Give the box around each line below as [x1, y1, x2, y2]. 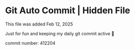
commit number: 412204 [5, 40, 56, 46]
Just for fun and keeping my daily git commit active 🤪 [5, 30, 115, 36]
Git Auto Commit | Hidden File [5, 5, 131, 16]
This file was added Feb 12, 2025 [5, 21, 73, 27]
